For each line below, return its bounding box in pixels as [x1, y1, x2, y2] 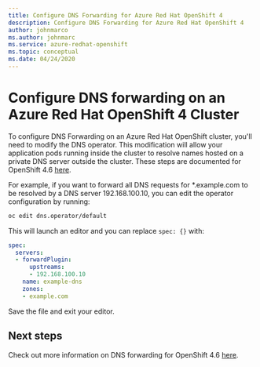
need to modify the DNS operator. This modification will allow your [8, 140, 223, 149]
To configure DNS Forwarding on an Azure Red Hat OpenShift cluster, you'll [8, 131, 253, 141]
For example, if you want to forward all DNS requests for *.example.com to [8, 180, 249, 189]
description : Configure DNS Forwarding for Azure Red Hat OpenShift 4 [8, 19, 244, 27]
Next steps [8, 329, 63, 343]
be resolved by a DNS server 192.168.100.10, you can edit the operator [8, 188, 234, 198]
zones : [22, 285, 44, 293]
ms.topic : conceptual [8, 48, 79, 56]
